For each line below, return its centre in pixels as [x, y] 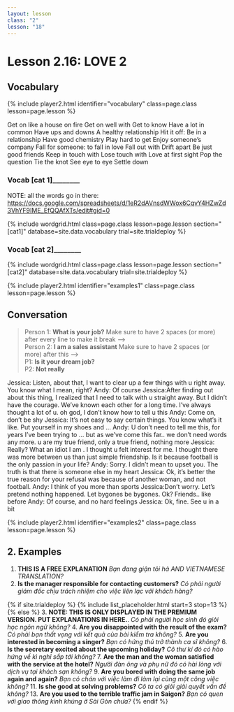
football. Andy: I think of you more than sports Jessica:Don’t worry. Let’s [111, 486]
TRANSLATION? [41, 576]
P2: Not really [44, 369]
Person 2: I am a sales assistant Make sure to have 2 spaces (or [117, 346]
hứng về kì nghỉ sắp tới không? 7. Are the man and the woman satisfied [111, 656]
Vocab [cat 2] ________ [44, 249]
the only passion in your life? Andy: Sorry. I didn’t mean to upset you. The [113, 464]
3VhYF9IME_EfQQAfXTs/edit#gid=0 [59, 210]
